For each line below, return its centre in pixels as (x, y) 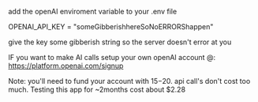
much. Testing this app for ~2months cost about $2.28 (97, 89)
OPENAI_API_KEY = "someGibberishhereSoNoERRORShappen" (111, 26)
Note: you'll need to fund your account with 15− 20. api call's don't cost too (129, 81)
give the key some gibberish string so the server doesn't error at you (120, 42)
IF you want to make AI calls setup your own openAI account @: (112, 57)
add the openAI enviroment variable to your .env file (93, 11)
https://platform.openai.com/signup (66, 66)
